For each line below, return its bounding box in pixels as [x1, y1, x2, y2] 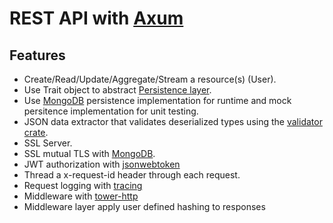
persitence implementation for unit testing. [23, 105, 199, 117]
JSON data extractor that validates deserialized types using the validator [23, 116, 323, 127]
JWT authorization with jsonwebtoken [23, 158, 181, 170]
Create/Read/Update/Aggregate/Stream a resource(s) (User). [23, 73, 277, 85]
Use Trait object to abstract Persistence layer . [23, 84, 212, 96]
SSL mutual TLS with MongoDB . [23, 148, 156, 159]
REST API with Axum [9, 7, 184, 30]
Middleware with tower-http [23, 190, 139, 202]
